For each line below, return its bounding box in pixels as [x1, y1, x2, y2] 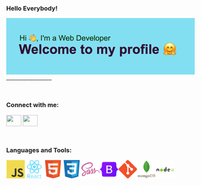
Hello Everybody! [6, 4, 58, 13]
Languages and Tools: [6, 145, 72, 154]
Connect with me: [6, 101, 59, 109]
